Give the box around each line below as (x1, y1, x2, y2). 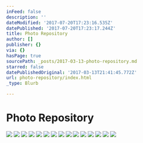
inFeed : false (6, 8, 42, 15)
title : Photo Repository (6, 31, 68, 37)
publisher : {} (6, 42, 42, 48)
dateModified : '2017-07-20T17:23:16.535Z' (6, 20, 113, 26)
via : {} (6, 47, 26, 53)
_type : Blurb (6, 81, 39, 87)
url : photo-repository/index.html (6, 75, 92, 81)
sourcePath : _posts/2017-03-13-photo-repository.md (6, 58, 137, 64)
